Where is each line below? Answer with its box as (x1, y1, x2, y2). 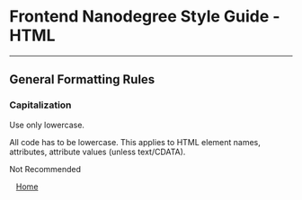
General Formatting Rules (9, 72, 155, 87)
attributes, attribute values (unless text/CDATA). (9, 146, 186, 157)
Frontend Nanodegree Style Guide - (9, 6, 280, 27)
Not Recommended (9, 163, 82, 174)
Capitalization (9, 99, 72, 111)
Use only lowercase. (9, 119, 85, 130)
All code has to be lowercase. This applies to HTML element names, (9, 136, 261, 147)
